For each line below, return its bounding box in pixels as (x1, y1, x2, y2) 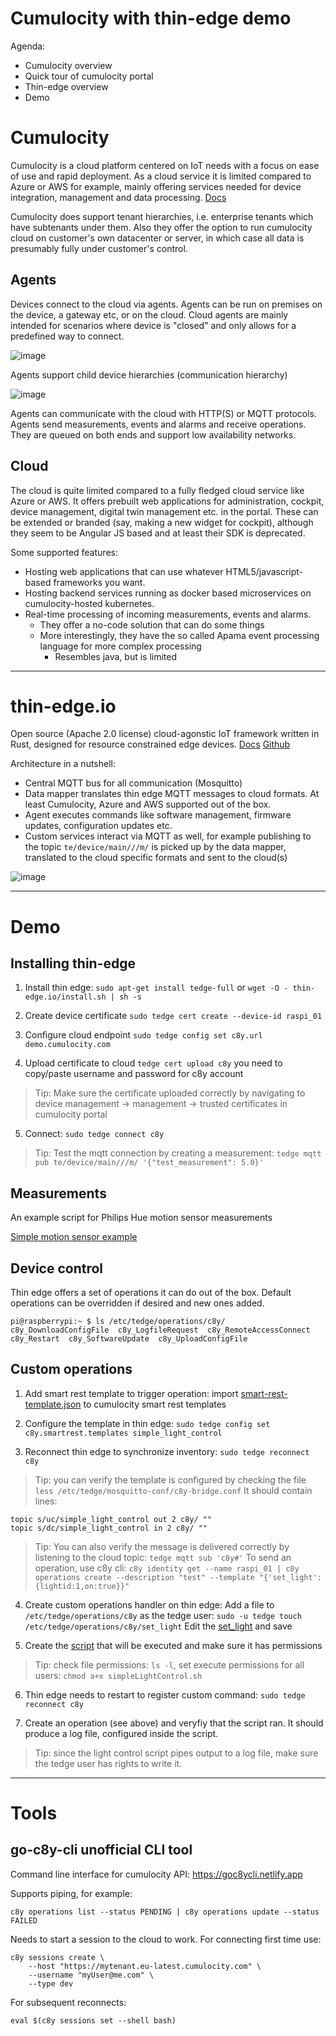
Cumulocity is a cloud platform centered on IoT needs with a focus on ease (10, 159, 320, 171)
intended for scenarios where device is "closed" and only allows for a (10, 319, 297, 331)
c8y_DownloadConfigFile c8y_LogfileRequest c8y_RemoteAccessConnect (10, 1325, 311, 1336)
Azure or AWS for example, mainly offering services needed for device (10, 180, 302, 192)
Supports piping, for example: (10, 1887, 133, 1899)
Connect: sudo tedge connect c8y (24, 1128, 165, 1140)
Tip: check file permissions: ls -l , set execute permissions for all (34, 1658, 305, 1671)
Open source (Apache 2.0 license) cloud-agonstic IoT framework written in (10, 728, 320, 740)
